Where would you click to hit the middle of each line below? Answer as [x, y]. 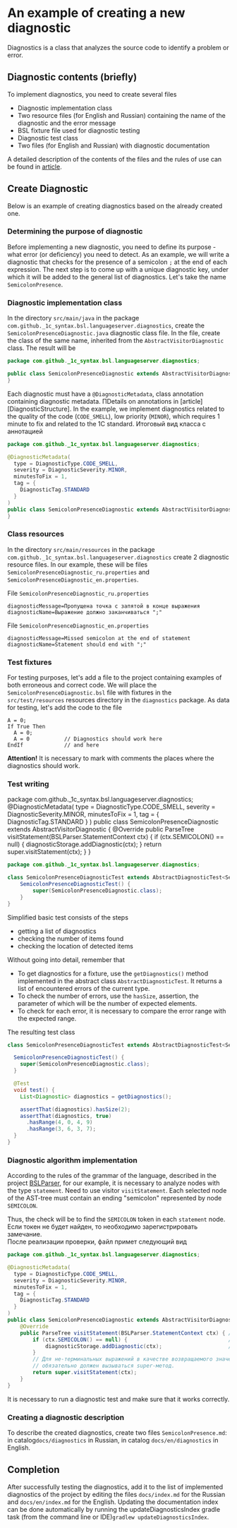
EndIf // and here [53, 745]
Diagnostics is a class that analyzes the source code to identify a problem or [118, 47]
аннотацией [25, 431]
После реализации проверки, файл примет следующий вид [97, 1242]
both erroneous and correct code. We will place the [82, 685]
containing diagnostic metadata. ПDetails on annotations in [93, 401]
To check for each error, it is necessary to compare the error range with [122, 1011]
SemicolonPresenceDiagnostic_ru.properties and [79, 572]
